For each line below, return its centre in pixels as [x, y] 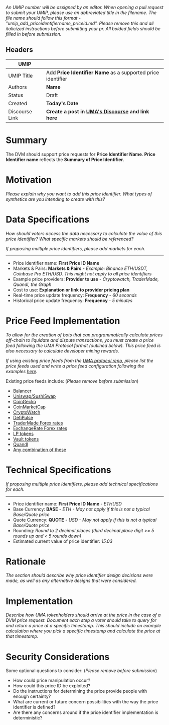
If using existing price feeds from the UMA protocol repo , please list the [79, 360]
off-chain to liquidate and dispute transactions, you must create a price [80, 340]
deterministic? [28, 718]
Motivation [29, 179]
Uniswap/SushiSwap [34, 396]
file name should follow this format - [43, 18]
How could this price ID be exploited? [52, 686]
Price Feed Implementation [63, 320]
